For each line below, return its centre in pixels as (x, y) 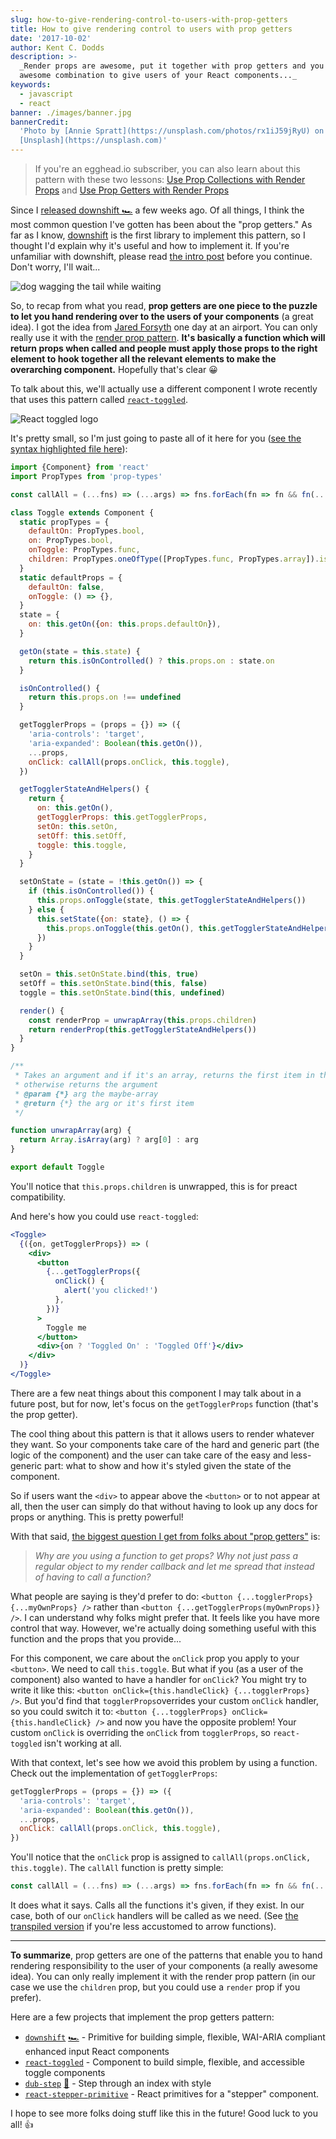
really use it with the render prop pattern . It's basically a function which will (168, 337)
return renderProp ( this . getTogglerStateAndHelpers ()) (142, 1029)
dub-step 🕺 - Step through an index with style (118, 2083)
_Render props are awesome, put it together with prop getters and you (172, 66)
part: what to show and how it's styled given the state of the (167, 1465)
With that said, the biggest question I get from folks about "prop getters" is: (165, 1536)
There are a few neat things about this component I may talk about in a (156, 1393)
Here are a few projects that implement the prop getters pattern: (142, 2017)
